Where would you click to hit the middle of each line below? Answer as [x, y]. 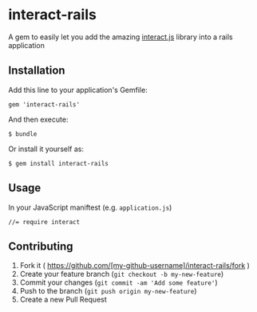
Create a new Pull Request [63, 300]
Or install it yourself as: [46, 149]
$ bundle [23, 134]
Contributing [41, 246]
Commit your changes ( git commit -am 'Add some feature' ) [119, 282]
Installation [37, 71]
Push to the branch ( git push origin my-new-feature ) [108, 291]
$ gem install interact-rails [59, 163]
